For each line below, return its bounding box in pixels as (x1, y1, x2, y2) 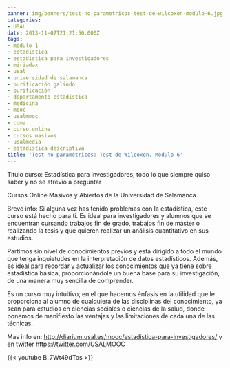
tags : (7, 36, 23, 43)
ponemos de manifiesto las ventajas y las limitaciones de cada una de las (7, 311, 216, 320)
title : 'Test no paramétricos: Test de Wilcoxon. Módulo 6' (7, 151, 184, 159)
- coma (7, 119, 26, 126)
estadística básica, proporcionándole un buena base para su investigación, (7, 269, 220, 277)
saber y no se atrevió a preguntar (7, 177, 102, 186)
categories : (7, 17, 41, 23)
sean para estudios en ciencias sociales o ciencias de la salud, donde (7, 304, 205, 313)
